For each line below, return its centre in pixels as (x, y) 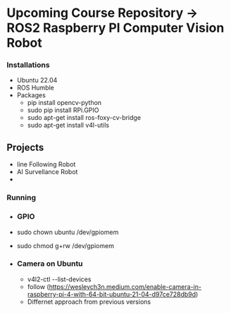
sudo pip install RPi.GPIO (63, 110)
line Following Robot (46, 164)
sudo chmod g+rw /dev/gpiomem (65, 245)
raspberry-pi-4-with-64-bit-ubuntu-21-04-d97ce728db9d (112, 294)
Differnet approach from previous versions (89, 302)
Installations (28, 65)
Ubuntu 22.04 (37, 80)
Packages (31, 95)
